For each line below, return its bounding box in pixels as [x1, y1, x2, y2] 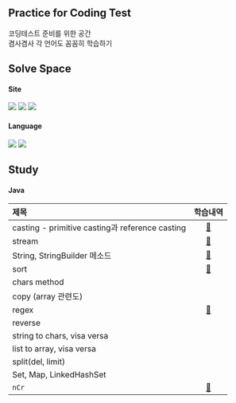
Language [8, 121, 42, 131]
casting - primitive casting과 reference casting [12, 222, 187, 233]
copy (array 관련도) [12, 291, 83, 302]
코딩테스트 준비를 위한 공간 [8, 28, 91, 38]
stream [12, 236, 38, 247]
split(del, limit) [12, 356, 66, 367]
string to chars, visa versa [12, 331, 109, 342]
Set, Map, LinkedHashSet [12, 370, 106, 381]
